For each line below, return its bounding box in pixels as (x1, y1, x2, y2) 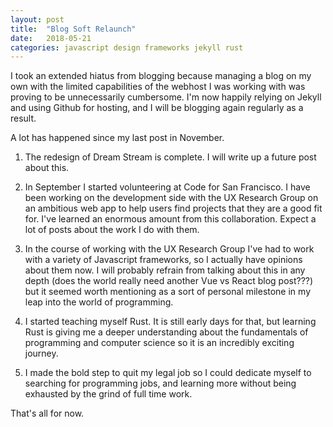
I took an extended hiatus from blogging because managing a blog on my (10, 70, 312, 82)
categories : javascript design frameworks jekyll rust (10, 42, 244, 53)
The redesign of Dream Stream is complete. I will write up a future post (24, 151, 317, 163)
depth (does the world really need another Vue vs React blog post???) (24, 275, 314, 287)
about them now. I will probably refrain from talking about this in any (24, 264, 306, 276)
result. (10, 112, 37, 125)
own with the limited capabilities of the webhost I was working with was (10, 81, 306, 93)
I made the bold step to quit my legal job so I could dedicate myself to (24, 367, 312, 379)
